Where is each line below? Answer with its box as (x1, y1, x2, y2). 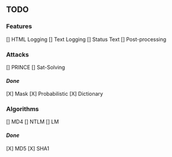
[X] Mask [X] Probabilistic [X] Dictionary (6, 91, 103, 98)
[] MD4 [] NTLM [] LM (6, 118, 59, 125)
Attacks (6, 50, 29, 58)
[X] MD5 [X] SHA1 (6, 145, 49, 152)
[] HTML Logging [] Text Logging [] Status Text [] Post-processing (6, 35, 167, 43)
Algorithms (6, 105, 39, 113)
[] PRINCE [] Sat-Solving (6, 64, 65, 71)
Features (6, 22, 32, 31)
